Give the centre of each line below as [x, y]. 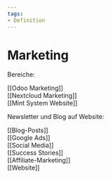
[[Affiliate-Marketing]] [39, 160]
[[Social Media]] [31, 146]
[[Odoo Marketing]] [35, 88]
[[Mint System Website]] [43, 103]
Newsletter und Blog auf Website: [56, 117]
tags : [15, 14]
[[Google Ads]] [29, 138]
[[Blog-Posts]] [28, 130]
